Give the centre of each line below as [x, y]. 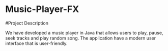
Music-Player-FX [42, 9]
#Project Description [27, 23]
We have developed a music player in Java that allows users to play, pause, [84, 32]
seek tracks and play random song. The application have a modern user [81, 38]
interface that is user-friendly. [36, 43]
